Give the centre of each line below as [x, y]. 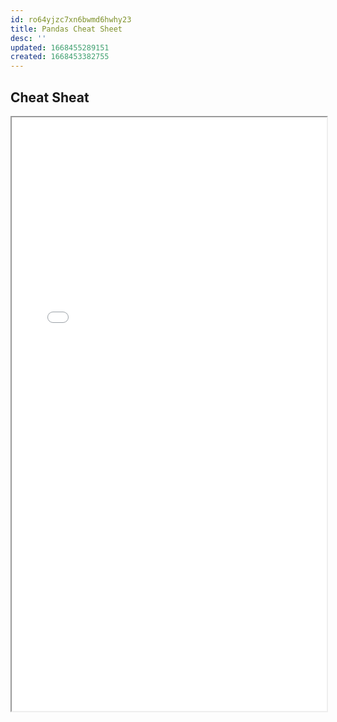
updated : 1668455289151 [60, 47]
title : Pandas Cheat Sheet [66, 29]
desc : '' [28, 38]
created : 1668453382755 [60, 57]
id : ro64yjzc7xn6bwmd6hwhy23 [71, 19]
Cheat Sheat [50, 97]
